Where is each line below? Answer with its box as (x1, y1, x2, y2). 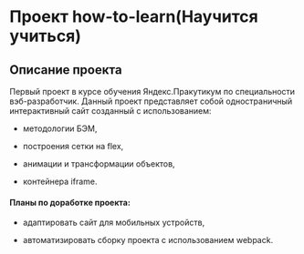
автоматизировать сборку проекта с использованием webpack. (22, 235, 274, 246)
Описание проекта (9, 62, 122, 77)
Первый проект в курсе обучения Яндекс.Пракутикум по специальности (9, 86, 295, 97)
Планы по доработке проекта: (9, 197, 131, 208)
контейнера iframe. (22, 176, 98, 187)
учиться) (9, 25, 82, 46)
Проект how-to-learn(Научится (9, 6, 258, 27)
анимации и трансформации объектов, (22, 158, 175, 169)
